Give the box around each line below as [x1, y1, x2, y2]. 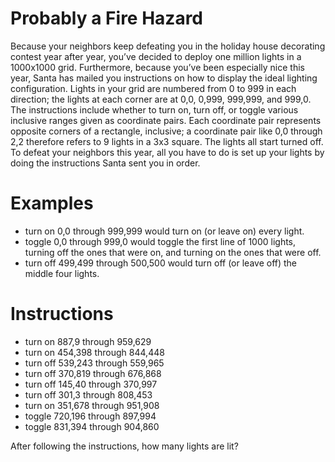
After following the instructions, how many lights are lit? [10, 440, 239, 452]
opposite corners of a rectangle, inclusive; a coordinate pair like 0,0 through [10, 125, 323, 137]
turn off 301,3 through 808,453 [24, 388, 153, 401]
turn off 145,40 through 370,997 [24, 378, 158, 390]
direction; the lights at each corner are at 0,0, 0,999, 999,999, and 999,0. [10, 93, 312, 105]
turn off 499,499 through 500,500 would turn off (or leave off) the [24, 257, 298, 269]
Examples [10, 192, 94, 215]
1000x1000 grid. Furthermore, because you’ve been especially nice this [10, 61, 305, 73]
